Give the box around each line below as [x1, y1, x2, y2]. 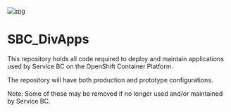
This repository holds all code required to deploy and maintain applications [7, 54, 224, 63]
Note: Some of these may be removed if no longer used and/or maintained [7, 89, 223, 98]
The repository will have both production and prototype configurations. [7, 75, 213, 84]
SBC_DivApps [7, 32, 89, 47]
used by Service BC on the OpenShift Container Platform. [7, 62, 174, 70]
